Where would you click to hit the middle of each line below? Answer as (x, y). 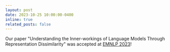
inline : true (19, 19)
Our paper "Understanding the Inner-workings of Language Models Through (85, 39)
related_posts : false (28, 24)
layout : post (19, 10)
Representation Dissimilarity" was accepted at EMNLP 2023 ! (69, 44)
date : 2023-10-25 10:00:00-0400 (39, 15)
